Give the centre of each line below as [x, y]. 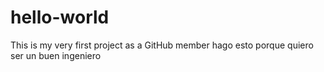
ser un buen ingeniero [56, 55]
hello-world [60, 17]
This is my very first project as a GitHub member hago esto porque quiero [162, 45]
